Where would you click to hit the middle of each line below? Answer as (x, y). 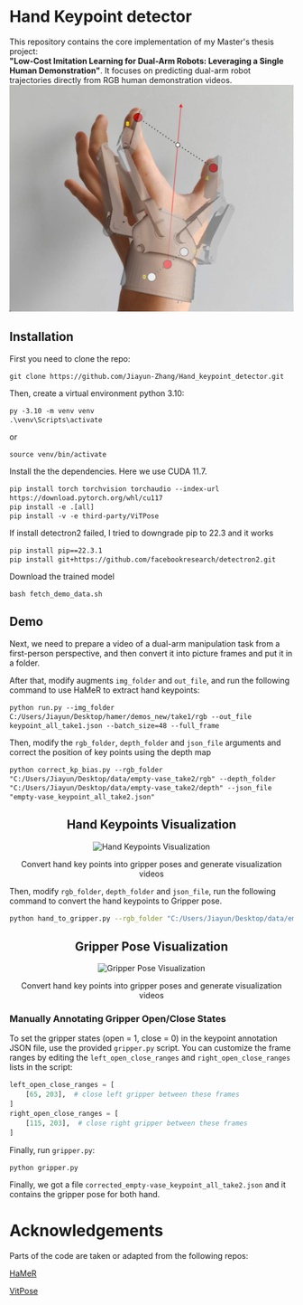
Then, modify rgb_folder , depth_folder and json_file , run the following (143, 891)
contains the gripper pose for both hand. (85, 1194)
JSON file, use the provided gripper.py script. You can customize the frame (150, 1048)
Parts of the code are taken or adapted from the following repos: (129, 1255)
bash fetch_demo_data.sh (56, 594)
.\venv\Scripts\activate (56, 420)
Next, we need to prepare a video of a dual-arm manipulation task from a (145, 643)
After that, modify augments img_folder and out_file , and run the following (150, 680)
